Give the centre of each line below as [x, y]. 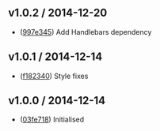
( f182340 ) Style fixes [54, 76]
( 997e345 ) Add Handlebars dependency [86, 32]
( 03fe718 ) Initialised [52, 120]
